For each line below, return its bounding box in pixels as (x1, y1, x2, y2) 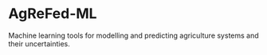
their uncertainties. (8, 38, 70, 48)
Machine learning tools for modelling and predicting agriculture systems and (8, 31, 259, 40)
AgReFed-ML (8, 5, 97, 23)
